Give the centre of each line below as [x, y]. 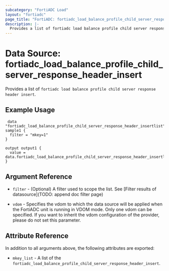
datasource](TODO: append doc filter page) [58, 194]
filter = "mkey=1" [29, 135]
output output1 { [23, 148]
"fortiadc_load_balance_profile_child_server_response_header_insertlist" [85, 126]
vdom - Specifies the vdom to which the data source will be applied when [87, 204]
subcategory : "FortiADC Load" [37, 10]
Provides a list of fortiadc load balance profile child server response [80, 89]
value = [18, 152]
